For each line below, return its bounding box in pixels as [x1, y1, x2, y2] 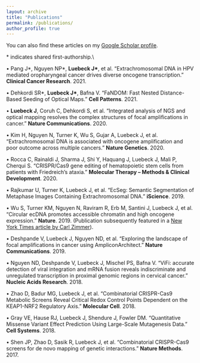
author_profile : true [6, 25, 60, 32]
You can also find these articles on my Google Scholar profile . [6, 42, 158, 49]
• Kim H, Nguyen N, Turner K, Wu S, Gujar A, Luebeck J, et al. [6, 132, 158, 139]
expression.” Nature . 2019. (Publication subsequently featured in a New [6, 217, 183, 224]
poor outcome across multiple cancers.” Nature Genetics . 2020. [6, 144, 165, 151]
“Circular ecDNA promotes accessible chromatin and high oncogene [6, 211, 175, 218]
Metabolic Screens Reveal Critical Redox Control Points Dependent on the [6, 297, 188, 304]
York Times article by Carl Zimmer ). [6, 224, 94, 231]
